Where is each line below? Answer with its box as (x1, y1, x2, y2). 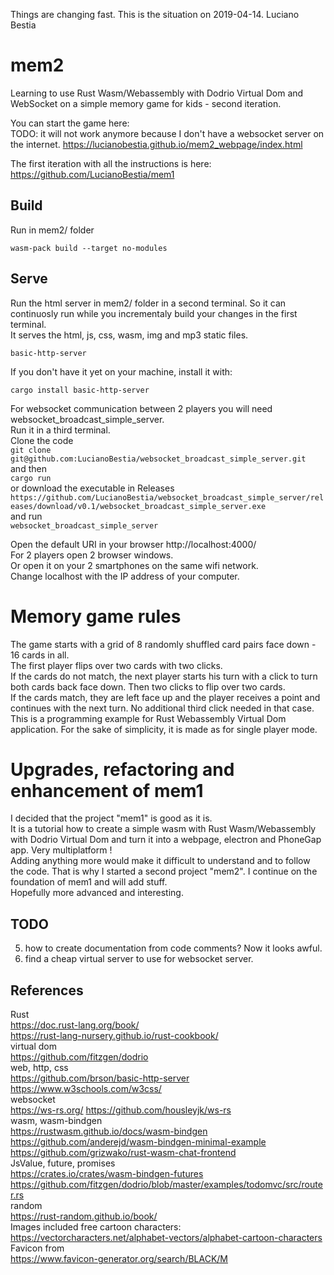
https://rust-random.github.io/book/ (10, 1210, 158, 1223)
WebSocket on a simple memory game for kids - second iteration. (10, 97, 282, 109)
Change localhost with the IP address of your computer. (10, 570, 240, 582)
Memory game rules (10, 605, 182, 628)
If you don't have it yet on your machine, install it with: (10, 365, 233, 378)
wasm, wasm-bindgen (10, 1115, 103, 1127)
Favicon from (10, 1242, 65, 1254)
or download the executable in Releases (10, 482, 175, 494)
